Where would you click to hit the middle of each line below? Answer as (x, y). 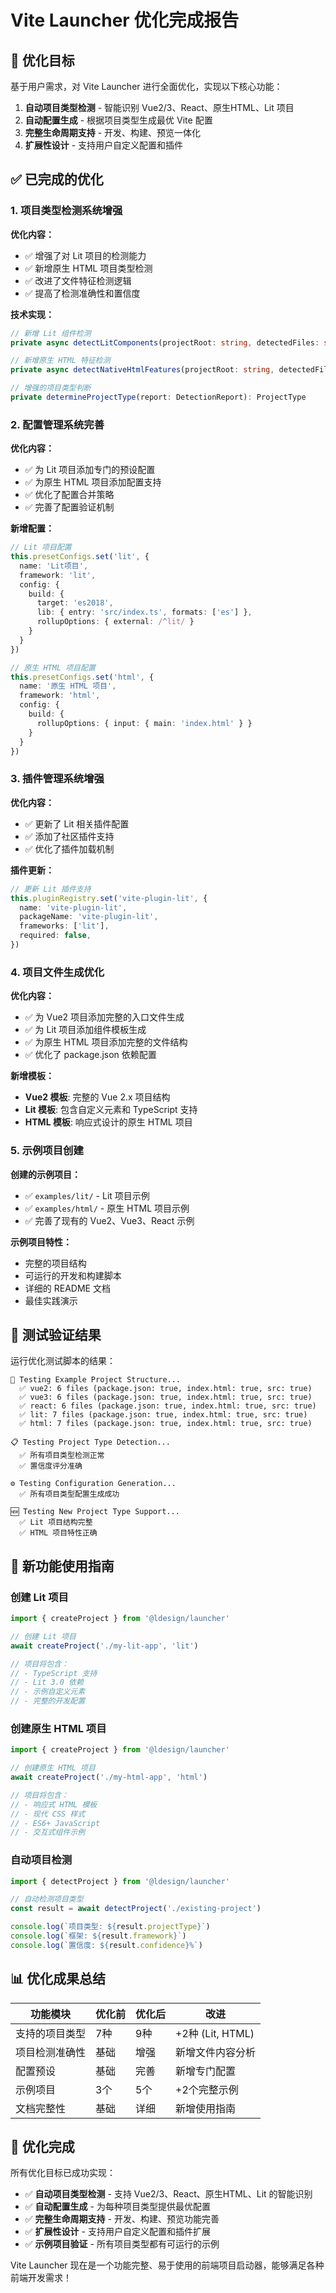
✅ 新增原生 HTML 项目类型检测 (88, 268)
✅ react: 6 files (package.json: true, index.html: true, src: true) (168, 1406)
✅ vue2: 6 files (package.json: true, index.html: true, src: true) (166, 1389)
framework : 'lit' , (58, 575)
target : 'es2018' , (75, 603)
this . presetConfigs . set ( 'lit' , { (80, 557)
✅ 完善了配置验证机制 (69, 507)
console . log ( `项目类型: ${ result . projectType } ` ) (110, 1927)
